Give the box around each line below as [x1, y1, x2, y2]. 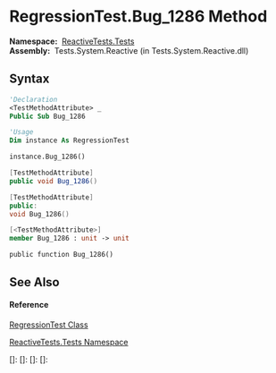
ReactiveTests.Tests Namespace [9, 336, 129, 347]
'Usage [9, 128, 34, 137]
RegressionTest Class [9, 319, 88, 330]
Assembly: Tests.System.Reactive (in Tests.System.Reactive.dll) [9, 45, 249, 55]
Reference [9, 300, 49, 310]
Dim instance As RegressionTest [9, 136, 130, 145]
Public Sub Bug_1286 [9, 112, 87, 121]
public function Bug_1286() [9, 250, 114, 259]
